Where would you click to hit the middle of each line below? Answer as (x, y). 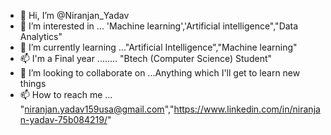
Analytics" (41, 36)
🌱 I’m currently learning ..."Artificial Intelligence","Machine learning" (158, 47)
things (33, 83)
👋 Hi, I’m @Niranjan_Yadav (74, 15)
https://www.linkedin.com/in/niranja (247, 109)
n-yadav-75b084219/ (63, 119)
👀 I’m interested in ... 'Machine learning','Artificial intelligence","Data (159, 26)
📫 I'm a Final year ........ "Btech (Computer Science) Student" (146, 58)
